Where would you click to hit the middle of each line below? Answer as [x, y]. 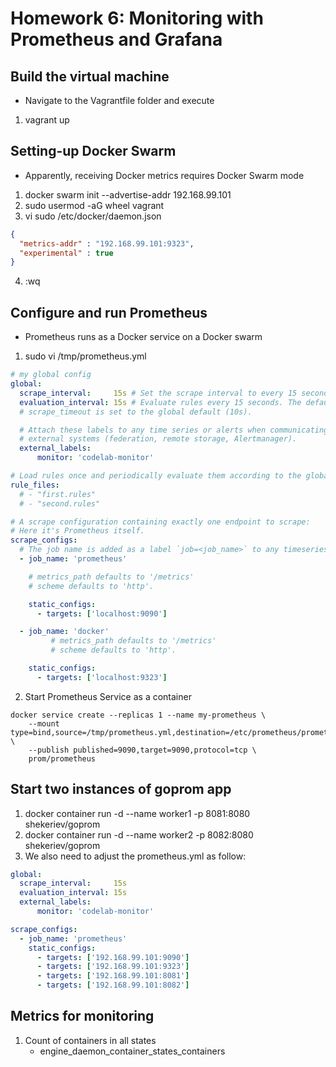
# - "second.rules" [60, 503]
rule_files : [35, 485]
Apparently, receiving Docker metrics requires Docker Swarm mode [164, 175]
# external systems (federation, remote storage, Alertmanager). [158, 439]
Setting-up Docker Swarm [93, 151]
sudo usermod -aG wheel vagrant [94, 205]
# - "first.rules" [58, 494]
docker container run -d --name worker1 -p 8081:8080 [137, 813]
